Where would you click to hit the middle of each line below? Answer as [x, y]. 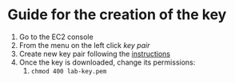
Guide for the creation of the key [117, 15]
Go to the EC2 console [56, 37]
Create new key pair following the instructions [95, 53]
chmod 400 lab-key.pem [69, 71]
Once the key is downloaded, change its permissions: [107, 62]
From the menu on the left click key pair [84, 45]
